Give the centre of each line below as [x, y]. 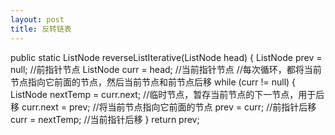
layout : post [37, 19]
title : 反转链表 [41, 29]
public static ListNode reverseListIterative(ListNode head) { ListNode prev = [166, 57]
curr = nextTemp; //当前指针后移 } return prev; [105, 119]
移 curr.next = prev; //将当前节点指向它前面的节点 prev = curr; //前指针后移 [163, 107]
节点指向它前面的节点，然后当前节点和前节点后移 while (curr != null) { [153, 82]
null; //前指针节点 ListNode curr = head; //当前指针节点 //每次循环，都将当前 [166, 69]
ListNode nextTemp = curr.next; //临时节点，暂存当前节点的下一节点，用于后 [167, 94]
